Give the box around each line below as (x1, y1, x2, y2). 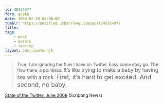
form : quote (5, 12, 29, 17)
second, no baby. (17, 80, 67, 88)
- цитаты (14, 39, 32, 44)
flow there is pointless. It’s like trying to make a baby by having (17, 66, 159, 73)
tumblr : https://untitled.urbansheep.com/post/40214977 (5, 21, 121, 26)
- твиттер (14, 43, 34, 48)
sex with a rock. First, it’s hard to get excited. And (17, 73, 152, 81)
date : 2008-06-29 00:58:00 (5, 16, 60, 21)
